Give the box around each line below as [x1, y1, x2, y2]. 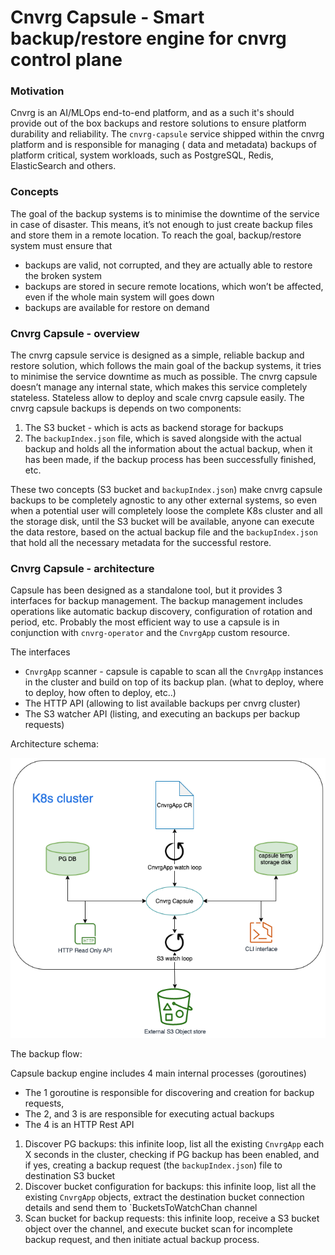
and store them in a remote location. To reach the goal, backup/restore [10, 229, 302, 241]
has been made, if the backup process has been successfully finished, [24, 454, 317, 466]
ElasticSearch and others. [10, 160, 117, 172]
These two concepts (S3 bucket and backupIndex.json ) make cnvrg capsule [10, 484, 323, 496]
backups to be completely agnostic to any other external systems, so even [10, 494, 317, 506]
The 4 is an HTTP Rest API [24, 1118, 135, 1130]
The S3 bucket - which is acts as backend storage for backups [24, 422, 284, 434]
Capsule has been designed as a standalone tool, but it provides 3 [10, 584, 283, 596]
